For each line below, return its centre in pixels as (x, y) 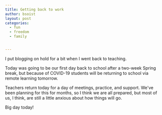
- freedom (19, 32)
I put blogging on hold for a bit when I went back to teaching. (66, 58)
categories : (17, 23)
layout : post (18, 18)
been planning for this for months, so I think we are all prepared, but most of (81, 93)
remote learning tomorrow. (32, 78)
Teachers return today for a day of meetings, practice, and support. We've (79, 87)
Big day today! (19, 107)
